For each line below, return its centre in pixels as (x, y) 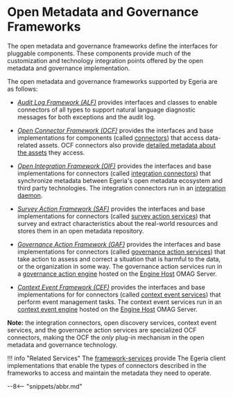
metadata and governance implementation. (69, 68)
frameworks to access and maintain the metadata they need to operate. (109, 373)
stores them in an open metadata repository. (80, 231)
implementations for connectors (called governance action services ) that (121, 252)
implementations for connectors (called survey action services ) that (114, 216)
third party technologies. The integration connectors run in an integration (121, 188)
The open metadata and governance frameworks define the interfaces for (113, 46)
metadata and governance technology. (62, 344)
